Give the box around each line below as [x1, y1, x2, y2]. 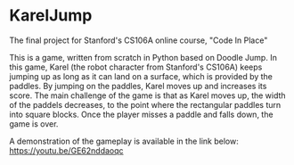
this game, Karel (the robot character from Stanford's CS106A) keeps [9, 62, 263, 72]
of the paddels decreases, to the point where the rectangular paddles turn [9, 99, 282, 110]
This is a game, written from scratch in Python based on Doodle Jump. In [9, 52, 278, 62]
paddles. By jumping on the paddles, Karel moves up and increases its [9, 80, 267, 91]
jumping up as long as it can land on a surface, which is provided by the [9, 70, 274, 81]
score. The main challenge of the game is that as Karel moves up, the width [9, 90, 287, 101]
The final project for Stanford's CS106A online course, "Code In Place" [9, 35, 268, 45]
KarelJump [9, 5, 93, 26]
